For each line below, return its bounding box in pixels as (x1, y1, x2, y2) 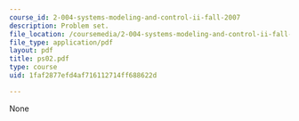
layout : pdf (9, 46, 53, 55)
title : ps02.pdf (9, 54, 69, 63)
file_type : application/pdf (9, 37, 114, 47)
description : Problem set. (9, 21, 109, 30)
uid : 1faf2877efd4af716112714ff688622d (9, 71, 158, 80)
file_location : (9, 29, 66, 38)
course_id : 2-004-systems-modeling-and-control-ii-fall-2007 (9, 12, 241, 22)
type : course (9, 63, 58, 72)
